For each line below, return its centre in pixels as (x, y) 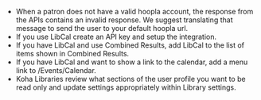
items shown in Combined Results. (72, 54)
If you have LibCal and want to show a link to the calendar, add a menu (132, 62)
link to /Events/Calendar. (56, 70)
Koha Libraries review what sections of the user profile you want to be (130, 79)
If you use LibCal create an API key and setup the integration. (116, 37)
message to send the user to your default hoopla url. (102, 28)
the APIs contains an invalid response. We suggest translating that (124, 20)
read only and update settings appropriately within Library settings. (126, 87)
